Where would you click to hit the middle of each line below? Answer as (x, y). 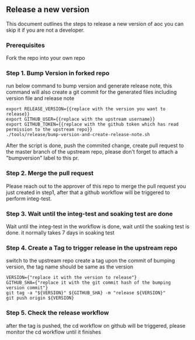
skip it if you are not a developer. (45, 30)
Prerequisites (25, 45)
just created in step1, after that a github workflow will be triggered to (88, 192)
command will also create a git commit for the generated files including (91, 92)
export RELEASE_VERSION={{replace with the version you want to (86, 109)
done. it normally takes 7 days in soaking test (60, 233)
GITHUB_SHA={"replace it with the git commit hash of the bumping (88, 283)
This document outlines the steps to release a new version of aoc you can (95, 23)
